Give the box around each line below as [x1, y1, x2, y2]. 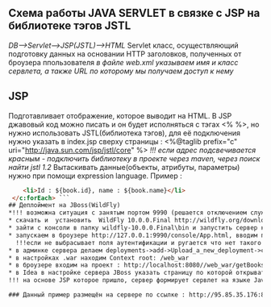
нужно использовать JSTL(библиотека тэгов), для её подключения [8, 128, 240, 138]
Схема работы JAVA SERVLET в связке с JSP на [8, 6, 261, 20]
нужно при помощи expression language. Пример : [8, 171, 183, 180]
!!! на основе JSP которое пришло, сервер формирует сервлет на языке [8, 276, 251, 284]
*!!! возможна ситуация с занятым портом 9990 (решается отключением [8, 209, 248, 217]
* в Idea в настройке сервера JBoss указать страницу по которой [8, 269, 232, 277]
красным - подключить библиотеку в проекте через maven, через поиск [8, 153, 261, 164]
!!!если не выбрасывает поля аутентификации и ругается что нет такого [15, 239, 262, 247]
